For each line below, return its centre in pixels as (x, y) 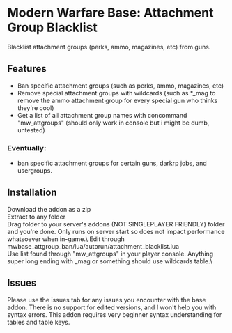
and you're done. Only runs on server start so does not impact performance (116, 231)
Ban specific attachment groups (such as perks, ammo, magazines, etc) (121, 86)
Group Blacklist (52, 28)
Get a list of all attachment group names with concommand (102, 115)
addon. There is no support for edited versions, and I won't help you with (112, 307)
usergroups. (34, 171)
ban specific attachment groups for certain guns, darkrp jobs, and (112, 163)
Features (27, 69)
